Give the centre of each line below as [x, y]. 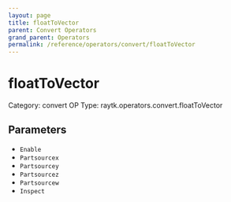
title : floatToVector [44, 23]
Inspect [32, 191]
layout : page [30, 15]
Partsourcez [39, 174]
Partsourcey [39, 166]
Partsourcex [39, 158]
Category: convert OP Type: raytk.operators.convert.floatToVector [115, 105]
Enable [30, 149]
